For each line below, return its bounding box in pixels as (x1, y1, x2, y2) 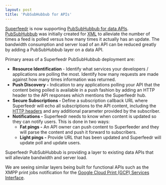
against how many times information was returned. (12, 76, 116, 82)
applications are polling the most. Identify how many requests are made (12, 71, 159, 77)
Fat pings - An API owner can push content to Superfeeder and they (19, 123, 160, 129)
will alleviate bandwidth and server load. (5, 154, 88, 160)
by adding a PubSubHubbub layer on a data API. (5, 47, 104, 53)
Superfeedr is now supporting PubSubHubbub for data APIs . (5, 25, 129, 31)
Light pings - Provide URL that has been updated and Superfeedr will (19, 134, 162, 140)
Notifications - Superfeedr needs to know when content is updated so (12, 113, 157, 119)
